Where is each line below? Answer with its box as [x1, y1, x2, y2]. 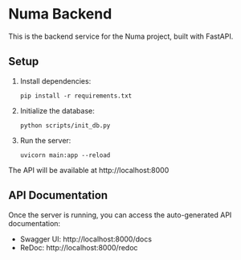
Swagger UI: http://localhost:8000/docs [19, 234, 153, 244]
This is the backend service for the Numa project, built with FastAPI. [8, 31, 234, 41]
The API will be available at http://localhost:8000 [8, 165, 170, 175]
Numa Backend [8, 5, 112, 23]
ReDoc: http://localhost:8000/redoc [19, 242, 138, 252]
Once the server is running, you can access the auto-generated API [8, 210, 232, 220]
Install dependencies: [19, 76, 92, 85]
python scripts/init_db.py [19, 122, 111, 130]
